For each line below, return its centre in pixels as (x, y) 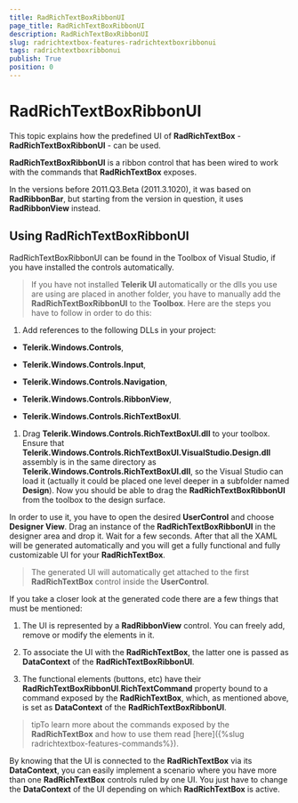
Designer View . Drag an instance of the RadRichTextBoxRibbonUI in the (142, 526)
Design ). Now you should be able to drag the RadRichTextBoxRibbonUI (154, 490)
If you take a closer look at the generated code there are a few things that (144, 598)
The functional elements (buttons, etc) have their (112, 678)
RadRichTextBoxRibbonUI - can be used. (85, 145)
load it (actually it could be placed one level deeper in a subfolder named (156, 481)
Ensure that (43, 442)
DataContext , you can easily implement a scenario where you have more (143, 770)
